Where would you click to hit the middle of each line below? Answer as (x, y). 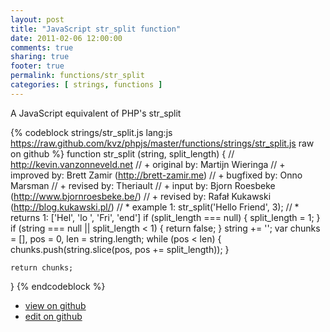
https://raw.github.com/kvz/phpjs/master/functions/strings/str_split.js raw (162, 143)
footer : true (37, 66)
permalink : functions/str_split (77, 76)
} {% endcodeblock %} (58, 286)
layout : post (37, 19)
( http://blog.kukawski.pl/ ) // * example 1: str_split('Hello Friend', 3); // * (155, 207)
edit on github (53, 316)
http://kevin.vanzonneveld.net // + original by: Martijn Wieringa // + (148, 164)
